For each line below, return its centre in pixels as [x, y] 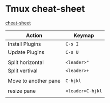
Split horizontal [26, 62]
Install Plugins [24, 44]
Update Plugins [26, 52]
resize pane [22, 91]
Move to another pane [34, 81]
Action [34, 35]
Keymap [84, 35]
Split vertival [23, 71]
